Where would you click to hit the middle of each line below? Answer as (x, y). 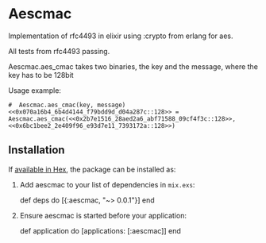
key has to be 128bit (41, 75)
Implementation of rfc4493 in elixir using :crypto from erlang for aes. (121, 36)
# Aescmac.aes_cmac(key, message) (67, 105)
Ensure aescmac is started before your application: (103, 215)
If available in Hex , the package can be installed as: (92, 169)
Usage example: (35, 90)
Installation (37, 150)
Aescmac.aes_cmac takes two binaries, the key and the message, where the (133, 66)
